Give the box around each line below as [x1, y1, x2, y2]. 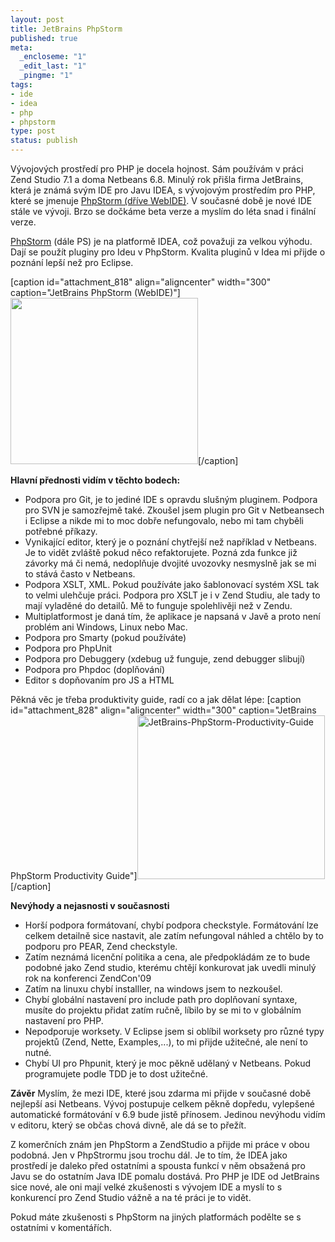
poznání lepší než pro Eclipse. [10, 257, 134, 268]
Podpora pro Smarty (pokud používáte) [24, 632, 187, 643]
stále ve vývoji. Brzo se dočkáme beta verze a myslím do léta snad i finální [10, 206, 317, 217]
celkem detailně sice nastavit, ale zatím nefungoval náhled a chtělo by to [24, 930, 324, 941]
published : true [10, 33, 78, 43]
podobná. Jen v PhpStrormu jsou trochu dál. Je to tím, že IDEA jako [10, 1149, 288, 1161]
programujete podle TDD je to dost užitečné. [24, 1068, 208, 1080]
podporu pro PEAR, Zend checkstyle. [24, 941, 178, 952]
